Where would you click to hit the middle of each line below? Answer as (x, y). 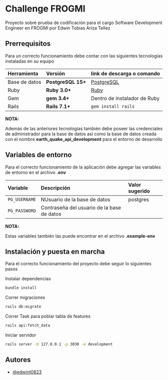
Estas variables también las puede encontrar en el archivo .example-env (80, 236)
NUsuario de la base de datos (75, 200)
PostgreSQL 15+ (66, 82)
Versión (55, 73)
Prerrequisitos (28, 44)
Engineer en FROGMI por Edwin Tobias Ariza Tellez (58, 28)
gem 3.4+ (57, 98)
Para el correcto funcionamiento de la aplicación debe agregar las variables (83, 167)
